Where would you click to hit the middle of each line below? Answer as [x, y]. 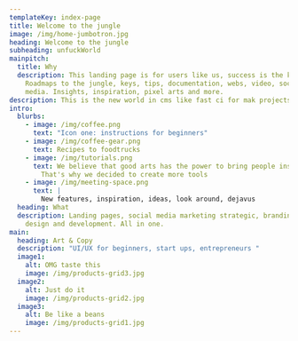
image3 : [31, 306]
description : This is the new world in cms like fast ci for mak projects [150, 100]
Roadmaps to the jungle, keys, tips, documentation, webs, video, [150, 83]
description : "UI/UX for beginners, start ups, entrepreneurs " [138, 249]
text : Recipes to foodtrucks [86, 149]
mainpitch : [29, 59]
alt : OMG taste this [63, 266]
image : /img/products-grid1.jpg [85, 323]
